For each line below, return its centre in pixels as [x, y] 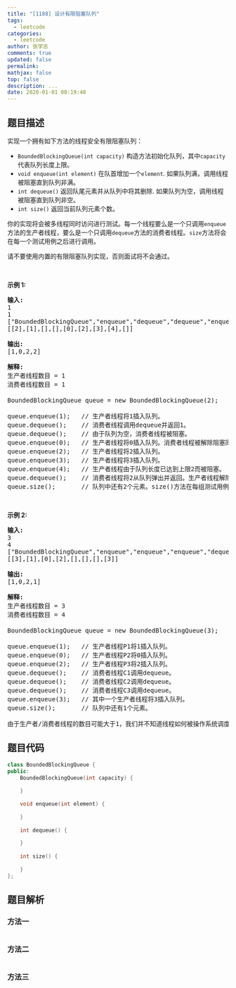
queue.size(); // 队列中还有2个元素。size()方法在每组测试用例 [118, 486]
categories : [25, 33]
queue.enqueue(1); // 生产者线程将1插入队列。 [86, 416]
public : [19, 771]
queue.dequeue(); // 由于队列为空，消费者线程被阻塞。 [99, 433]
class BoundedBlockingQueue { [52, 765]
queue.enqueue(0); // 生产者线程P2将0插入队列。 [90, 655]
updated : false [29, 60]
